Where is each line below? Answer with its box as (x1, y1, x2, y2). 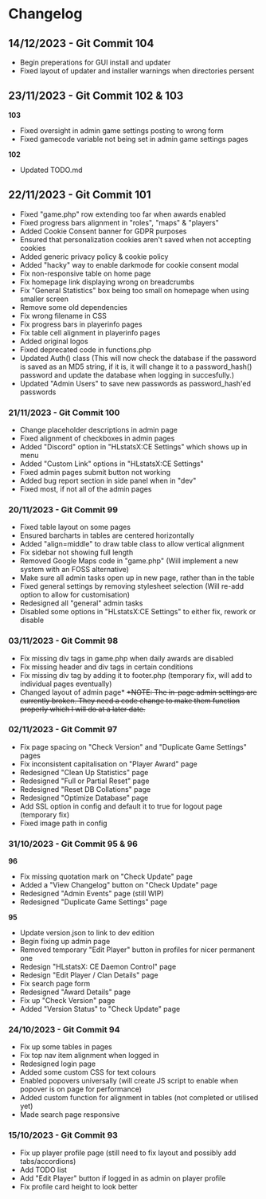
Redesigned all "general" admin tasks (19, 598, 143, 608)
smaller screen (19, 294, 69, 304)
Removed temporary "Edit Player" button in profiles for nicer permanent (19, 945, 256, 954)
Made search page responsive (19, 1110, 120, 1119)
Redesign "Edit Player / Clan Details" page (19, 970, 158, 980)
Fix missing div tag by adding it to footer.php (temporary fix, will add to (19, 670, 252, 680)
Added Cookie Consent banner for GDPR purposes (19, 226, 187, 236)
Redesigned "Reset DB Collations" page (19, 784, 151, 793)
